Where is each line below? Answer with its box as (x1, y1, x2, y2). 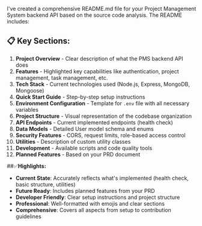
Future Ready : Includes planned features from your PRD (15, 187, 155, 194)
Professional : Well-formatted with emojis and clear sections (15, 200, 165, 207)
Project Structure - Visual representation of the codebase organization (15, 112, 192, 120)
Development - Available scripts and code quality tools (15, 144, 153, 151)
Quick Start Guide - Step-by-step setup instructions (15, 93, 145, 100)
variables (15, 106, 38, 113)
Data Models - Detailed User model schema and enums (15, 125, 154, 132)
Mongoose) (15, 87, 44, 94)
